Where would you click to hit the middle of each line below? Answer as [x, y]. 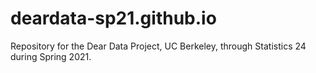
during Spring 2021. [51, 56]
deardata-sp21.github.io [113, 18]
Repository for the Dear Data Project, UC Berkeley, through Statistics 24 [158, 46]
